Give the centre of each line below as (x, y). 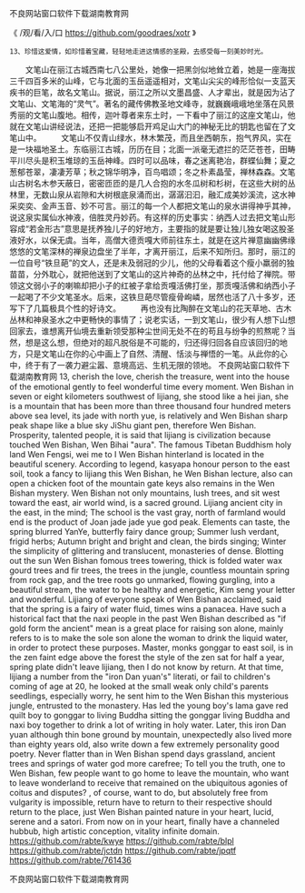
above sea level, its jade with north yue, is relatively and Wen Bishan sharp (149, 416)
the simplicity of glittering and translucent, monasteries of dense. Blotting (147, 551)
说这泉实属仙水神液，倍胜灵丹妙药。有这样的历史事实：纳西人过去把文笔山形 (152, 217)
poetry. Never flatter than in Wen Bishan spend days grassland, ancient (143, 754)
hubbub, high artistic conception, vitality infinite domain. (115, 831)
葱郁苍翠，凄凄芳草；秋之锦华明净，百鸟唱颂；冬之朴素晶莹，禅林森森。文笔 (152, 172)
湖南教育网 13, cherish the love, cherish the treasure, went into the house (153, 376)
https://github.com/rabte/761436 (70, 860)
